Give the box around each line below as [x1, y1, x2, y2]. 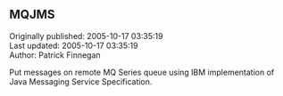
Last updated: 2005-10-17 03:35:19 [9, 40, 138, 51]
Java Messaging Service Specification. [9, 76, 153, 87]
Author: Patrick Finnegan [9, 49, 101, 60]
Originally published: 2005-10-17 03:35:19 [9, 30, 163, 41]
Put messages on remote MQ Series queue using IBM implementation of [9, 67, 275, 77]
